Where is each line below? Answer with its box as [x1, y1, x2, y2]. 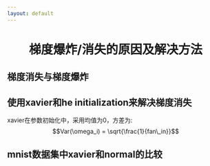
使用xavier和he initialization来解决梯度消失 [7, 97, 192, 108]
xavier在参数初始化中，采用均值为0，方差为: [7, 116, 133, 124]
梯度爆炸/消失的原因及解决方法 [28, 42, 203, 57]
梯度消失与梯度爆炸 [7, 71, 89, 83]
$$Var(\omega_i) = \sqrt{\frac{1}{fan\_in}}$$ [52, 128, 179, 136]
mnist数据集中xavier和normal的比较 [7, 149, 163, 161]
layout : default [7, 10, 54, 17]
